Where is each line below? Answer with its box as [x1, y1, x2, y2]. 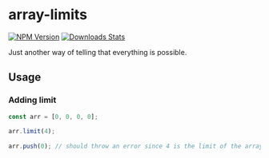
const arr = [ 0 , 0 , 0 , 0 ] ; [8, 113, 98, 120]
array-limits [8, 6, 88, 24]
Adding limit [8, 94, 57, 105]
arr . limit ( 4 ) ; [8, 128, 56, 136]
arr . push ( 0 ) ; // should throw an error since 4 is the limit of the [8, 142, 242, 151]
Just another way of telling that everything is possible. [8, 47, 187, 57]
